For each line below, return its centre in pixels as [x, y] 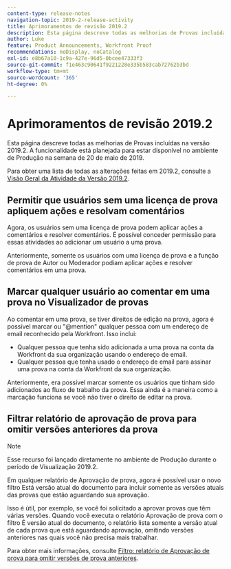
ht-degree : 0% [27, 84]
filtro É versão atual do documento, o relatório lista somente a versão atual [112, 523]
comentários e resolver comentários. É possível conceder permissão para [112, 235]
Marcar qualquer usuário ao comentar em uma [109, 292]
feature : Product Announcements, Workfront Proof [80, 45]
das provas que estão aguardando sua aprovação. [78, 495]
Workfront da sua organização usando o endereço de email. [102, 354]
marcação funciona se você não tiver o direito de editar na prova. [100, 397]
